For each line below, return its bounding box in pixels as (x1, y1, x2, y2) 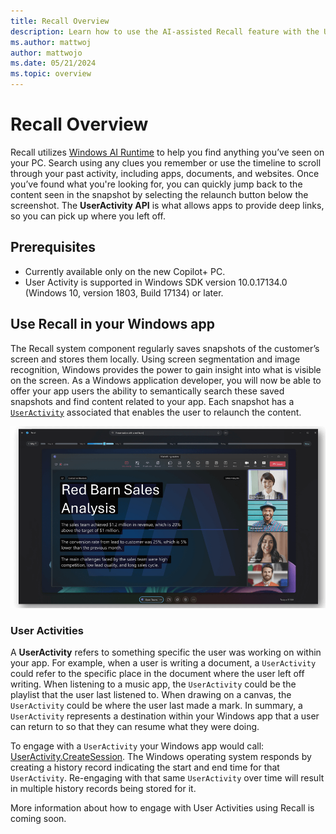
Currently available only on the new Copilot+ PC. (24, 265, 226, 277)
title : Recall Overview (10, 16, 110, 26)
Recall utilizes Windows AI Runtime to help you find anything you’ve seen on (10, 146, 325, 158)
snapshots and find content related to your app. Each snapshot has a (10, 395, 295, 407)
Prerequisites (10, 239, 96, 256)
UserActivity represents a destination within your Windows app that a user (10, 710, 320, 722)
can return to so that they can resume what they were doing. (10, 721, 260, 733)
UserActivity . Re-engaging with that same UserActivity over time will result (10, 772, 325, 784)
